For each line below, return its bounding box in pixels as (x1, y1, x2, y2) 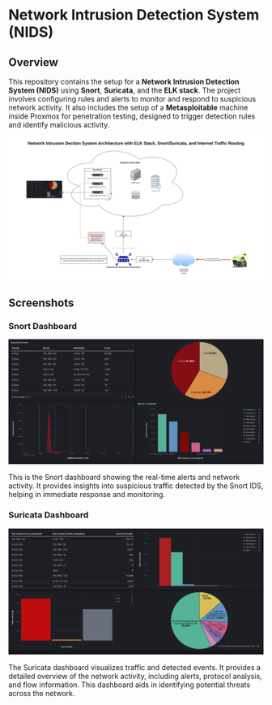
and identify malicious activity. (8, 120, 110, 129)
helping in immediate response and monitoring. (8, 489, 166, 499)
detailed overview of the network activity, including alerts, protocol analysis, (8, 672, 263, 681)
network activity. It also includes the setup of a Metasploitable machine (8, 103, 249, 112)
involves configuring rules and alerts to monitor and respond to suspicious (8, 94, 257, 103)
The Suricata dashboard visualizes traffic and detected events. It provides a (8, 663, 261, 673)
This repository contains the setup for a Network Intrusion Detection (8, 77, 240, 86)
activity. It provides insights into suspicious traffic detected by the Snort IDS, (8, 481, 264, 491)
